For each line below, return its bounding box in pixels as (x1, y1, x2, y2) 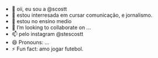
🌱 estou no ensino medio (11, 18, 72, 24)
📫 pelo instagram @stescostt (11, 31, 84, 37)
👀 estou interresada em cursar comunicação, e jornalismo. (11, 12, 153, 19)
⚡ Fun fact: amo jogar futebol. (11, 45, 84, 52)
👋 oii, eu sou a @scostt (11, 6, 67, 12)
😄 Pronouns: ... (11, 39, 50, 46)
